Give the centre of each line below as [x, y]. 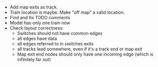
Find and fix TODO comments [40, 17]
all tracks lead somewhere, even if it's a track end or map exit [79, 49]
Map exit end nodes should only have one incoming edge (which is [85, 54]
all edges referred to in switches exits [55, 44]
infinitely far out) [34, 59]
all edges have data [37, 38]
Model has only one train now [40, 23]
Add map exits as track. [34, 7]
